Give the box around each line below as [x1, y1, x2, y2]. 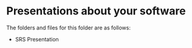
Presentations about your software [6, 4, 187, 18]
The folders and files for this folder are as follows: [6, 24, 131, 31]
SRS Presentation [15, 35, 59, 43]
